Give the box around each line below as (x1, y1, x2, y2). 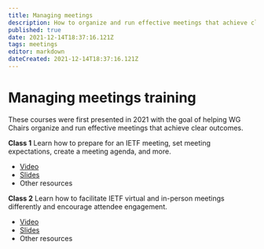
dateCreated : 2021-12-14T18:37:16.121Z (8, 56, 139, 63)
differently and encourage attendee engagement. (8, 201, 167, 211)
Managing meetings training (8, 89, 196, 106)
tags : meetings (8, 41, 58, 49)
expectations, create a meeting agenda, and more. (8, 146, 171, 156)
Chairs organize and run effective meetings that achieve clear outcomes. (8, 123, 244, 132)
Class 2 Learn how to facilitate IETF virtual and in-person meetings (8, 193, 225, 203)
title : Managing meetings (8, 11, 93, 20)
